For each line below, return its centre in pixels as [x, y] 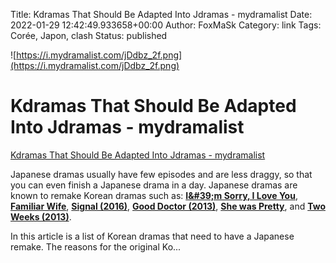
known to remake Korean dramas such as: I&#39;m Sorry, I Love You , [154, 195]
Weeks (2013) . [41, 216]
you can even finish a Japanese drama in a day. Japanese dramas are [154, 185]
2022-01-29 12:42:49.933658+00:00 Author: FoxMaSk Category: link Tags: [166, 25]
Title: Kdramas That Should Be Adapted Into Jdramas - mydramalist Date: [161, 14]
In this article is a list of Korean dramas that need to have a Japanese [152, 236]
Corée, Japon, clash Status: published [89, 35]
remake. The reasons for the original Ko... [96, 246]
